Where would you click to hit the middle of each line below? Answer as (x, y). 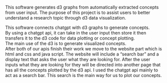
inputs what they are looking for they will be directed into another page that (83, 65)
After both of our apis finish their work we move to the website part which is (83, 49)
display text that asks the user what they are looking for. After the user (78, 59)
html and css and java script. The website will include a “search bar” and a (82, 54)
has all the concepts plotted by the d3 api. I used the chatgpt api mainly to (82, 70)
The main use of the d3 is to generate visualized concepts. (66, 43)
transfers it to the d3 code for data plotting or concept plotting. (70, 38)
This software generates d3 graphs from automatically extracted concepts (82, 7)
